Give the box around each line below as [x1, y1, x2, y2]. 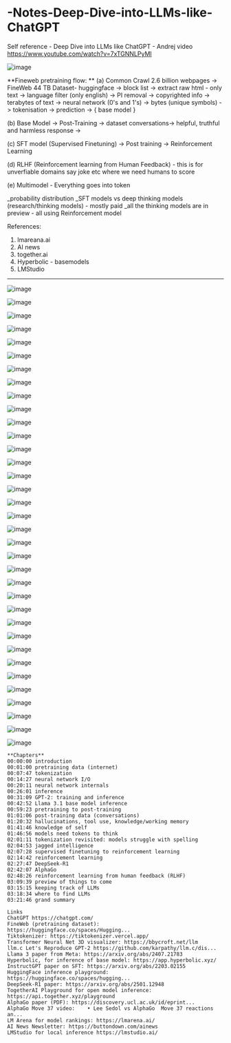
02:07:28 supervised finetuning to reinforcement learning [7, 848, 180, 855]
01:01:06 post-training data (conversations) [7, 812, 140, 819]
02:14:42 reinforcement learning [7, 854, 103, 861]
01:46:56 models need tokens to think [7, 830, 118, 837]
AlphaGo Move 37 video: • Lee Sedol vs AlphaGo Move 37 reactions [7, 1004, 214, 1012]
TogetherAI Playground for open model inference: [7, 987, 153, 993]
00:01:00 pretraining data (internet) [7, 763, 118, 771]
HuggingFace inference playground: [7, 969, 109, 975]
